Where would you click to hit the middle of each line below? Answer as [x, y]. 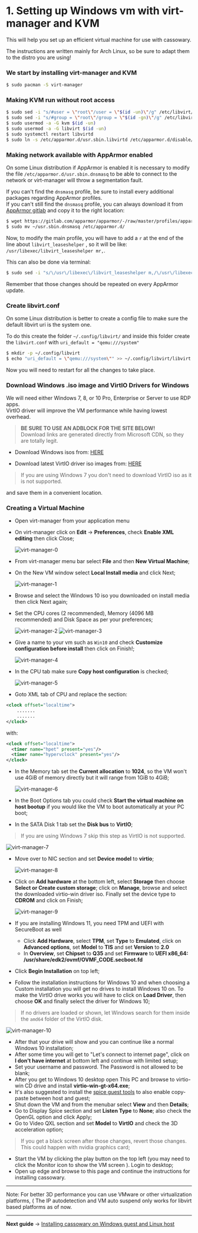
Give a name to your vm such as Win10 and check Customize [89, 642]
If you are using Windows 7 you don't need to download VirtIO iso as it [106, 475]
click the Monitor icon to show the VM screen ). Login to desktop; [94, 1165]
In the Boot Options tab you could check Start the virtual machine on [99, 801]
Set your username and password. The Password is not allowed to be [99, 1067]
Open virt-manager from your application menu [72, 521]
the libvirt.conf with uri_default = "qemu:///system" [73, 342]
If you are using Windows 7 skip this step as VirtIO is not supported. [103, 836]
